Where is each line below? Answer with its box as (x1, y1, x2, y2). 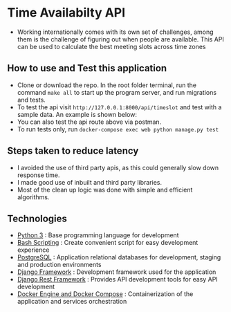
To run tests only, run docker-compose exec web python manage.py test (17, 125, 219, 133)
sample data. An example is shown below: (17, 110, 137, 118)
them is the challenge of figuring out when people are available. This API (17, 35, 225, 43)
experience (17, 246, 50, 254)
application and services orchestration (17, 297, 127, 306)
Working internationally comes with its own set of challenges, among (17, 28, 214, 36)
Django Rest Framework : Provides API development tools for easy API (17, 275, 218, 284)
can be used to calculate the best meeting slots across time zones (17, 42, 206, 51)
